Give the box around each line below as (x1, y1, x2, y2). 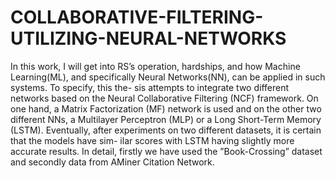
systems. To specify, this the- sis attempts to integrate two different (10, 81, 290, 93)
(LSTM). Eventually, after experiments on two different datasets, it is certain (10, 124, 322, 136)
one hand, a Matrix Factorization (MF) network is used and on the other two (10, 102, 322, 115)
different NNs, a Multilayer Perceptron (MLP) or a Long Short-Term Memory (10, 113, 322, 125)
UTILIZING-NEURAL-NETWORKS (10, 27, 287, 50)
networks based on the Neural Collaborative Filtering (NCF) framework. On (10, 92, 319, 104)
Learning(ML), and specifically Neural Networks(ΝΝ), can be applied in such (10, 71, 326, 83)
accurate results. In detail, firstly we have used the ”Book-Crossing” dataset (10, 145, 323, 157)
